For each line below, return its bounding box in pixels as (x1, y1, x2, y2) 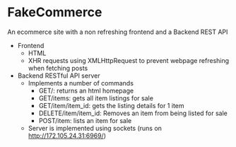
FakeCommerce (7, 4, 102, 20)
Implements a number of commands (28, 78, 134, 87)
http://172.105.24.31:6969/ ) (28, 131, 106, 140)
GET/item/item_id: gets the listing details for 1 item (38, 101, 185, 110)
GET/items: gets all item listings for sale (38, 93, 154, 102)
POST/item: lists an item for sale (38, 116, 132, 124)
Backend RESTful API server (17, 71, 100, 80)
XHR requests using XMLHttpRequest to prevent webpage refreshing (28, 56, 230, 64)
